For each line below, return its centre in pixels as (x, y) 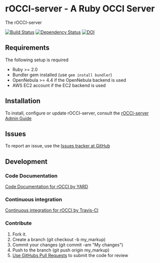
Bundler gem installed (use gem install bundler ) (62, 75)
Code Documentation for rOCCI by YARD (47, 187)
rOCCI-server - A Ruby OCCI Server (80, 9)
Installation (23, 101)
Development (27, 162)
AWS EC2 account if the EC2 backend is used (59, 85)
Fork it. (20, 234)
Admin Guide (18, 118)
